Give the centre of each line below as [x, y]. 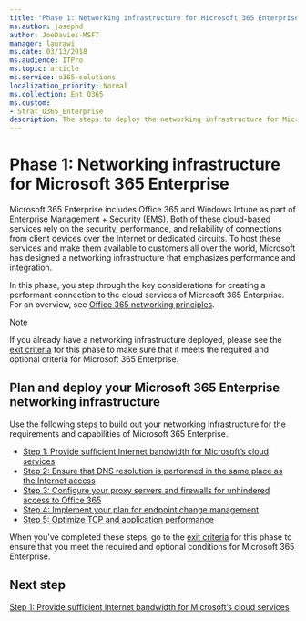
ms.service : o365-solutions [63, 78]
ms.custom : [30, 103]
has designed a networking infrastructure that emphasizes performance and [153, 258]
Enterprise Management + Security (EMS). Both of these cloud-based [140, 219]
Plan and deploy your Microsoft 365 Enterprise [145, 388]
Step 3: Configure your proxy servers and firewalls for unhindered [146, 490]
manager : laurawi [42, 43]
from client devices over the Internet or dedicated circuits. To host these [145, 239]
